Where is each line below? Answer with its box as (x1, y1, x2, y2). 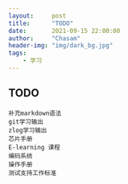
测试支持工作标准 (8, 169, 57, 177)
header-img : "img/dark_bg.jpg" (8, 42, 114, 50)
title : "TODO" (8, 19, 74, 27)
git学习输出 (8, 117, 44, 125)
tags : (8, 49, 27, 57)
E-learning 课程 (8, 143, 60, 151)
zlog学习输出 (8, 126, 47, 134)
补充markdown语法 (8, 109, 62, 117)
